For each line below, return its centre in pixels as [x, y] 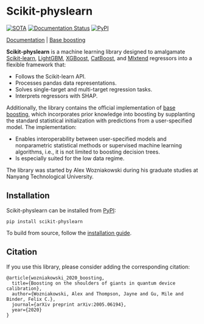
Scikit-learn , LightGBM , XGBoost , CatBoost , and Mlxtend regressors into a [99, 58]
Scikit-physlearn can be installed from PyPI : [61, 210]
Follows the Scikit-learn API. [51, 76]
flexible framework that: [36, 65]
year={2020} [27, 310]
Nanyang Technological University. [50, 176]
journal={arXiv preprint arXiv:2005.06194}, [69, 305]
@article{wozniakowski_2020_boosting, [55, 278]
